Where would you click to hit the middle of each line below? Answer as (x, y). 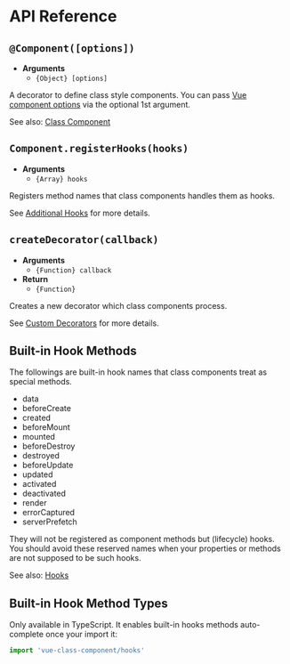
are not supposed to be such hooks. (75, 558)
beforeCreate (46, 409)
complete (27, 635)
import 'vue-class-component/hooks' (77, 651)
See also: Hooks (39, 575)
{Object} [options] (72, 78)
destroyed (40, 456)
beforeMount (46, 427)
